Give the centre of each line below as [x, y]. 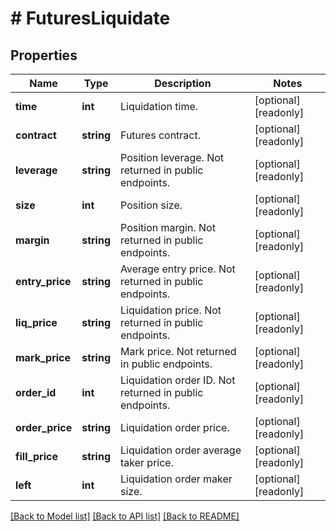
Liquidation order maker [176, 479]
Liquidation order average [181, 450]
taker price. [147, 462]
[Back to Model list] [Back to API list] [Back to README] [125, 516]
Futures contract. [160, 135]
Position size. [151, 205]
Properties [44, 55]
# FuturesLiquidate [90, 18]
